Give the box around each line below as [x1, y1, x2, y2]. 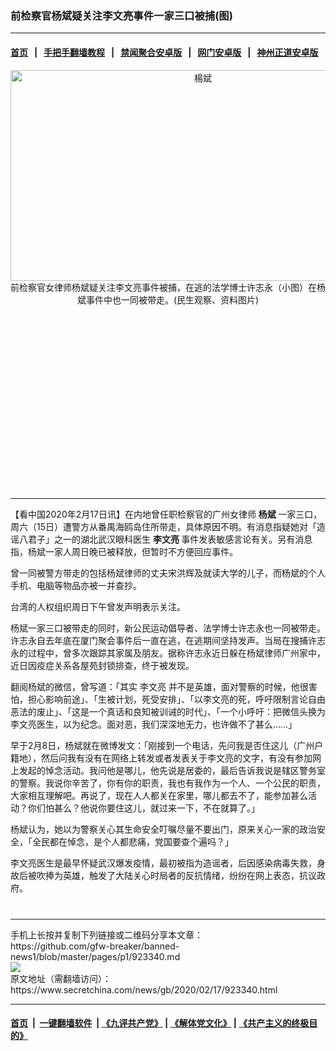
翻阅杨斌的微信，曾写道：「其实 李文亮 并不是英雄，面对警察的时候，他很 [10, 680, 309, 692]
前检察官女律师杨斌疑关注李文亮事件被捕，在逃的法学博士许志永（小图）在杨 [10, 281, 326, 293]
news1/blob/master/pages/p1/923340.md [10, 950, 181, 962]
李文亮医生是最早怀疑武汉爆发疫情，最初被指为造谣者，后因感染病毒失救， [10, 857, 317, 869]
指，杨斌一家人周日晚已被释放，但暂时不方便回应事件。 [10, 545, 238, 557]
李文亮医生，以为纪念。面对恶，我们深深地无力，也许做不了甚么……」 [10, 718, 298, 730]
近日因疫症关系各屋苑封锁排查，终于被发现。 [10, 659, 195, 671]
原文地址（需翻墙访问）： [10, 972, 112, 984]
